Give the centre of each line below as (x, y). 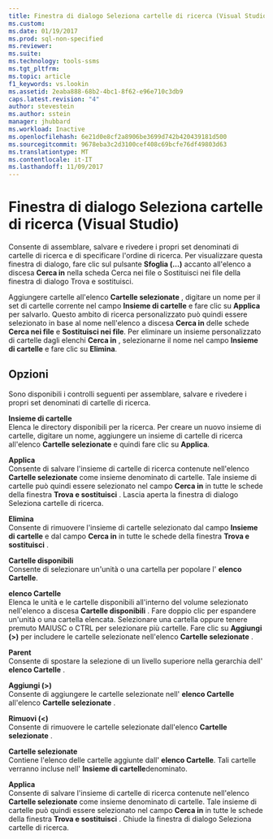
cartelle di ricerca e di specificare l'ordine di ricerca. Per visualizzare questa (136, 256)
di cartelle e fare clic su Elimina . (63, 349)
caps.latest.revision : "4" (54, 99)
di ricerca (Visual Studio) (94, 225)
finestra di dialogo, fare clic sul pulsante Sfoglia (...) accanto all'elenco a (130, 264)
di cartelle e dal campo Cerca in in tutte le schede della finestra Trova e (129, 536)
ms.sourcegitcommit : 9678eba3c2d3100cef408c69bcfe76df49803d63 (118, 144)
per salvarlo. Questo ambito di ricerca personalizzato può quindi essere (128, 314)
